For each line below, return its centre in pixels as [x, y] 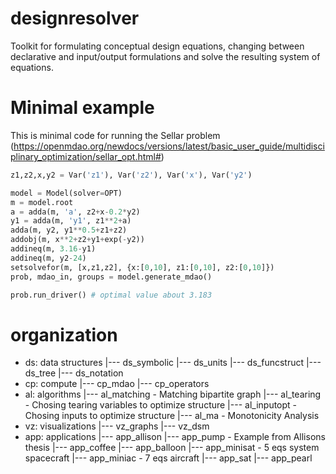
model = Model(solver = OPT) [66, 193]
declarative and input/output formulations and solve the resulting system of [165, 56]
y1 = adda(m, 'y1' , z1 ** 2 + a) [71, 221]
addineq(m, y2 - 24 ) [48, 258]
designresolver [75, 18]
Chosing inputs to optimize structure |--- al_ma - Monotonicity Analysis [172, 416]
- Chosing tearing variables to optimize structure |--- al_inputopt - [161, 405]
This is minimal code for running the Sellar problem [115, 135]
